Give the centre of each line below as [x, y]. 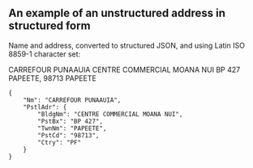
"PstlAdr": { [45, 107]
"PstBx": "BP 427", [71, 121]
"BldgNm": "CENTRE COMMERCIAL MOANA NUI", [110, 114]
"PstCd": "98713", [69, 135]
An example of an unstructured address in [117, 13]
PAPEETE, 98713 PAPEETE [53, 78]
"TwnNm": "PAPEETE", [72, 128]
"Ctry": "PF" [60, 142]
